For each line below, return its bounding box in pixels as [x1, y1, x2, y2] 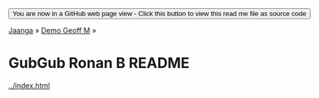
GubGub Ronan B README [8, 54, 190, 72]
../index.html [8, 80, 50, 90]
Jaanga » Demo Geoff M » [8, 26, 97, 35]
